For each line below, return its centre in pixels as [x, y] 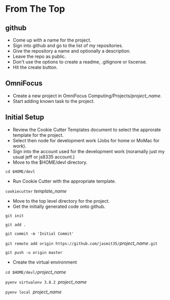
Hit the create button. [35, 67]
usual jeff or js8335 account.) [44, 157]
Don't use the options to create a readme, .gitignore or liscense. [80, 62]
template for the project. [38, 135]
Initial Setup [25, 117]
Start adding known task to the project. [54, 101]
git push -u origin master [34, 252]
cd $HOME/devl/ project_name [36, 272]
